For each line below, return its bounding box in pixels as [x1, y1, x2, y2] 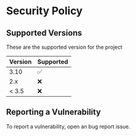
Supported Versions [6, 28, 82, 38]
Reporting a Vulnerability [6, 107, 101, 117]
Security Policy [6, 4, 83, 18]
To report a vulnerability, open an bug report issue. [6, 123, 131, 130]
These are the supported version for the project [6, 43, 123, 50]
